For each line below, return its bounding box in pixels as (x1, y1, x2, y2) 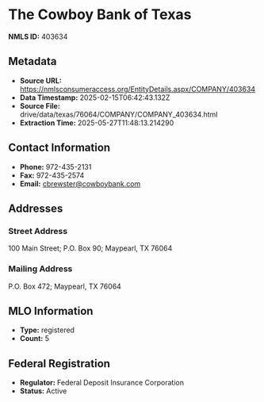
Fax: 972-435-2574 (19, 170, 85, 180)
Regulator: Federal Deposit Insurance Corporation (19, 378, 185, 388)
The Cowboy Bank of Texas (8, 6, 192, 24)
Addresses (8, 201, 63, 215)
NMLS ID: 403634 (8, 32, 68, 41)
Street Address (8, 225, 68, 236)
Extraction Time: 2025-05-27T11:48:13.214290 (19, 117, 174, 128)
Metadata (8, 55, 57, 68)
